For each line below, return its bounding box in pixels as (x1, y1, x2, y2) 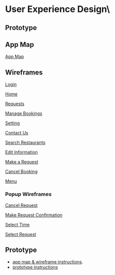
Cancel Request (5, 202, 38, 208)
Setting (5, 120, 20, 126)
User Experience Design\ (5, 3, 111, 15)
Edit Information (5, 149, 38, 155)
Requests (5, 101, 25, 107)
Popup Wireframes (5, 191, 52, 198)
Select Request (5, 231, 36, 237)
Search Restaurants (5, 139, 46, 145)
